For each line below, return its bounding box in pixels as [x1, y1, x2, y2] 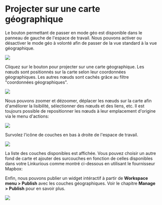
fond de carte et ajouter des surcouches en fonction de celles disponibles [5, 155, 153, 161]
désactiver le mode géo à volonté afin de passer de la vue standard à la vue [5, 40, 157, 46]
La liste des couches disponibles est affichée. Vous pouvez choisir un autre [5, 150, 156, 156]
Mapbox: [5, 166, 23, 171]
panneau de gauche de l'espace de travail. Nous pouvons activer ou [5, 35, 142, 41]
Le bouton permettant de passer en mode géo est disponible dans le [5, 30, 143, 35]
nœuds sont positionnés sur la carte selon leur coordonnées [5, 69, 126, 75]
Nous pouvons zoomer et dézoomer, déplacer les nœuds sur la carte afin [5, 98, 152, 103]
